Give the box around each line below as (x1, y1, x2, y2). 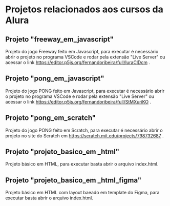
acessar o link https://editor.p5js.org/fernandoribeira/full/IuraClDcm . (5, 59, 150, 65)
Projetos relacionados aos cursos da (5, 4, 164, 15)
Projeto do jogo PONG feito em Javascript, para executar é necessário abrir (5, 88, 165, 94)
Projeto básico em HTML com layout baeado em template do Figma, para (5, 190, 160, 196)
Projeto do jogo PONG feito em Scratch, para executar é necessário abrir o (5, 127, 163, 133)
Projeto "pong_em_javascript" (5, 74, 104, 83)
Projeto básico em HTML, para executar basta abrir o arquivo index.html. (5, 161, 159, 167)
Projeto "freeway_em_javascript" (5, 35, 114, 44)
